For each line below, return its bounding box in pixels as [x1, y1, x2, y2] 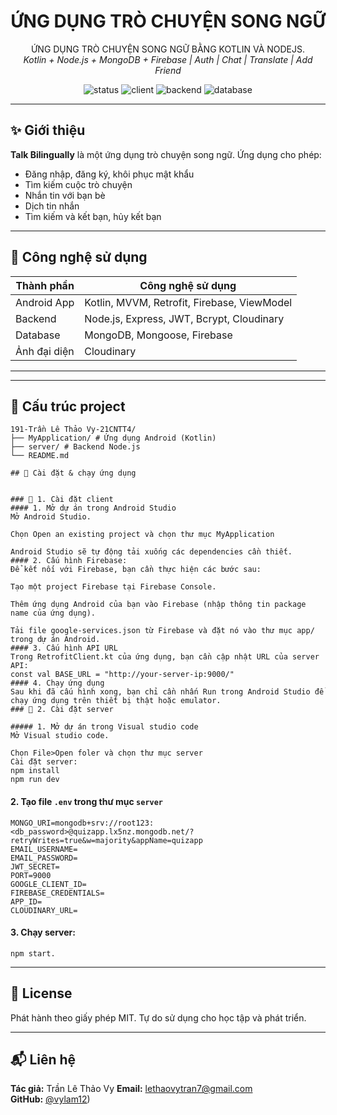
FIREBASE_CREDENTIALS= [10, 888, 105, 898]
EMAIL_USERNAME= [10, 844, 78, 854]
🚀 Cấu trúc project [10, 398, 126, 415]
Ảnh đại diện [15, 344, 75, 358]
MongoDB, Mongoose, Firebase [84, 328, 233, 342]
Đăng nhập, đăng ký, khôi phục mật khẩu [24, 168, 195, 180]
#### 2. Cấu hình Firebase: [10, 556, 128, 566]
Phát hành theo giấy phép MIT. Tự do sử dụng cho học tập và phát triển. [10, 1011, 307, 1024]
